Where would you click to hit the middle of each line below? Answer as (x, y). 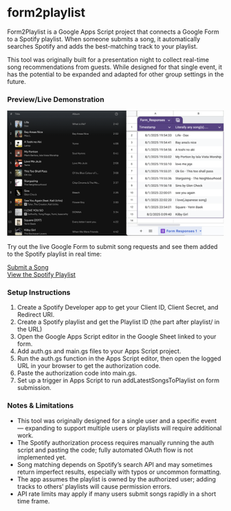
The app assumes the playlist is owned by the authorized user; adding (117, 479)
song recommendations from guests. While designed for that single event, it (114, 67)
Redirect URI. (36, 315)
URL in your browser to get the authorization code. (89, 366)
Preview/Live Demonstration (56, 99)
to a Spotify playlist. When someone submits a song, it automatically (104, 39)
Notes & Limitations (41, 406)
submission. (34, 388)
